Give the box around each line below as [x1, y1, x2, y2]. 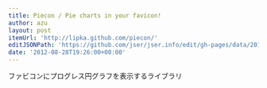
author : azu [8, 19, 48, 27]
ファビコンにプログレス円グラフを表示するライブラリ [8, 71, 183, 80]
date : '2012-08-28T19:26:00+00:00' [8, 48, 126, 56]
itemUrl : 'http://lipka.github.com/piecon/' [8, 33, 158, 42]
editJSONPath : [8, 41, 56, 49]
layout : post [8, 26, 52, 34]
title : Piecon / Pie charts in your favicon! [8, 11, 161, 20]
